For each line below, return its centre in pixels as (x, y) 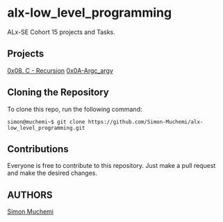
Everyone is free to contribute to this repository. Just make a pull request (111, 166)
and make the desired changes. (52, 173)
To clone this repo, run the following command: (75, 109)
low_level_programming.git (46, 128)
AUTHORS (30, 195)
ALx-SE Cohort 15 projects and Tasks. (61, 32)
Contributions (38, 149)
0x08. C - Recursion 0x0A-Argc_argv (60, 70)
